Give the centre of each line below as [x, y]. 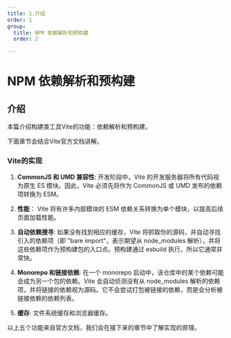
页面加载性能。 [38, 218]
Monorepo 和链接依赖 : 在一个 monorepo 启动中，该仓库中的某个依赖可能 [120, 273]
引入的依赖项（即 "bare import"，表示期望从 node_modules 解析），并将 [119, 241]
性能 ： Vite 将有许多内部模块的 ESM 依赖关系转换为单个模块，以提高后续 [120, 209]
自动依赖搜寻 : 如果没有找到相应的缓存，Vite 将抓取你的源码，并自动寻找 [119, 232]
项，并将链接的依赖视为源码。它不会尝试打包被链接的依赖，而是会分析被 [120, 290]
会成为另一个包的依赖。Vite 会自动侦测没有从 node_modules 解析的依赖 [119, 281]
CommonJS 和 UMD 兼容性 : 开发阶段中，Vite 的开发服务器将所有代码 [115, 177]
